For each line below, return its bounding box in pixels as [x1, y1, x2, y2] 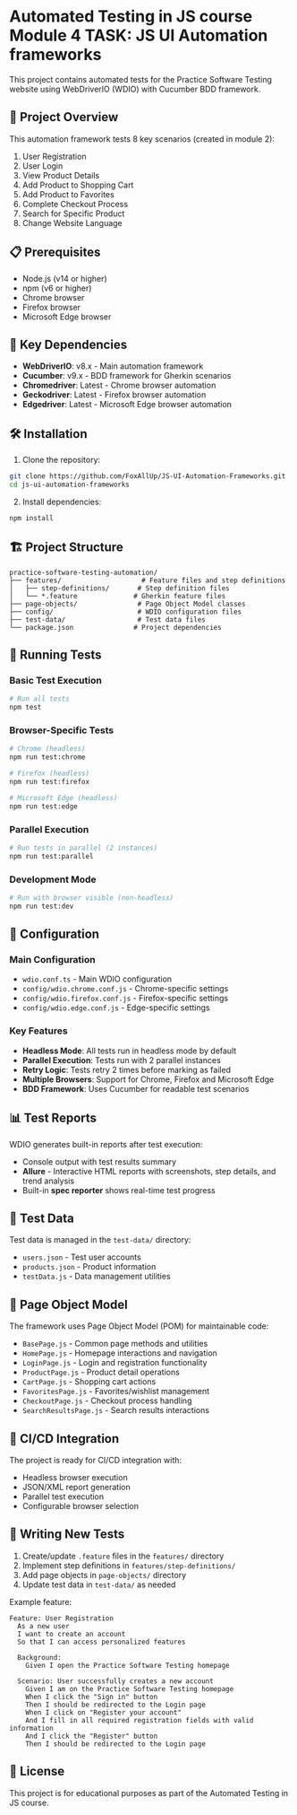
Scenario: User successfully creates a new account [17, 1676, 215, 1686]
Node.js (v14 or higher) [21, 273, 107, 284]
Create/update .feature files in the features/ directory [21, 1550, 225, 1561]
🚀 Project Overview [9, 109, 119, 125]
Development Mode [9, 873, 97, 886]
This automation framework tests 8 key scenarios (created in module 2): [9, 133, 276, 144]
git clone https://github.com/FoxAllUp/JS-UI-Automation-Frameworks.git [9, 472, 286, 481]
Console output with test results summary [21, 1156, 177, 1167]
